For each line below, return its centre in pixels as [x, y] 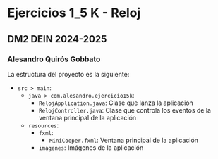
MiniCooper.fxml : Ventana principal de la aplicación [124, 140]
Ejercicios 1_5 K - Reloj [74, 13]
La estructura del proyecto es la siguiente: [68, 74]
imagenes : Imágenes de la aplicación [91, 147]
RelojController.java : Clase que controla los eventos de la [125, 110]
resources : [43, 125]
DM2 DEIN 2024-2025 [57, 39]
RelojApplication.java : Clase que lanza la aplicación [116, 103]
